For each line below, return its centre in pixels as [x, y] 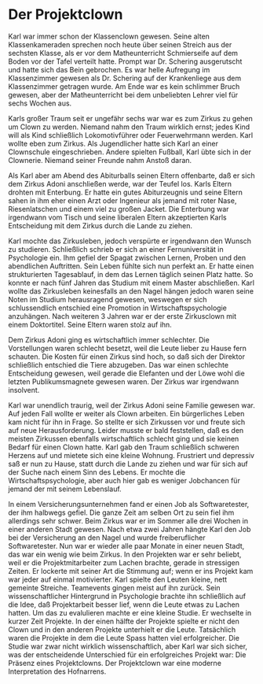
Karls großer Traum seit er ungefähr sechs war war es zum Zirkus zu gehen [131, 118]
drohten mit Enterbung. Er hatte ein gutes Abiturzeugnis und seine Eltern [126, 192]
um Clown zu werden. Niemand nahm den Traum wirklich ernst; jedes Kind [129, 127]
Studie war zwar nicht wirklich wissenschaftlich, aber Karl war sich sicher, [128, 646]
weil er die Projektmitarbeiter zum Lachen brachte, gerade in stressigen [124, 562]
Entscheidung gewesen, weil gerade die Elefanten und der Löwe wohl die [126, 373]
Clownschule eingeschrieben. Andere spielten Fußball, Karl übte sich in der [130, 152]
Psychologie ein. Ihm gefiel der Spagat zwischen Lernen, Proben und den [127, 257]
